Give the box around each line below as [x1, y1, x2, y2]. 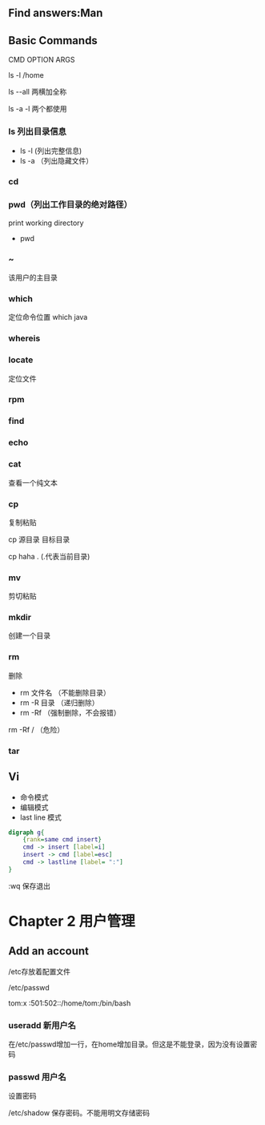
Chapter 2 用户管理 [8, 912, 136, 930]
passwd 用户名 [8, 1071, 66, 1083]
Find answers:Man [8, 6, 103, 20]
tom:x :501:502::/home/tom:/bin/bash [8, 998, 131, 1008]
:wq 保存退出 [8, 881, 50, 890]
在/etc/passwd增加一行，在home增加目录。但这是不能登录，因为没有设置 [8, 1039, 251, 1049]
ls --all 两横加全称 [8, 87, 67, 97]
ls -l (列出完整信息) [19, 146, 82, 155]
